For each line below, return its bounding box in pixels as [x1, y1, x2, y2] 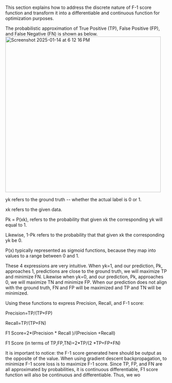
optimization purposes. [5, 15, 54, 21]
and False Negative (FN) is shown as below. [5, 31, 98, 37]
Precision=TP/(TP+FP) [5, 310, 53, 316]
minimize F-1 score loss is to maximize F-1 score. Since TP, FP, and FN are [5, 361, 163, 367]
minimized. [5, 290, 29, 296]
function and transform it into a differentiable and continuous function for [5, 10, 160, 16]
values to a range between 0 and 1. [5, 253, 80, 259]
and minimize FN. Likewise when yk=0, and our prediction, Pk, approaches [5, 274, 164, 280]
